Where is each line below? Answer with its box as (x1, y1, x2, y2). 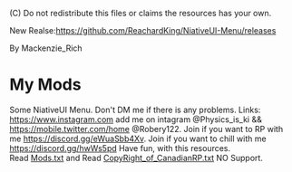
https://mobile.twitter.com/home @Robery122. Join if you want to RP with (9, 123, 284, 134)
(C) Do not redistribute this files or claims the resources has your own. (9, 8, 272, 18)
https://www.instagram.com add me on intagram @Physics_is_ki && (9, 113, 263, 125)
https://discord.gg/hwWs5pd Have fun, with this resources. (9, 142, 231, 153)
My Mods (9, 74, 82, 95)
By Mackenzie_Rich (9, 43, 83, 53)
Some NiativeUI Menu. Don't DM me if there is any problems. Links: (9, 104, 261, 115)
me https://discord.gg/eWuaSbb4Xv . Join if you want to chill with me (9, 133, 267, 144)
